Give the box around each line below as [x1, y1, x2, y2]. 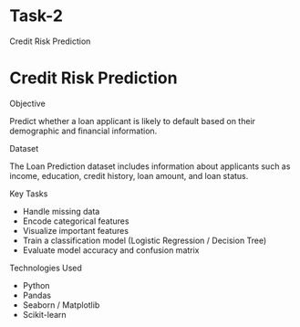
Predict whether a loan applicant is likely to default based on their [9, 115, 256, 126]
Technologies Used [9, 262, 82, 273]
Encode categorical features [22, 216, 129, 227]
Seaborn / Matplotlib [22, 299, 100, 311]
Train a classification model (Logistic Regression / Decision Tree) [22, 235, 267, 246]
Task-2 [9, 5, 64, 26]
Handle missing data [22, 206, 100, 216]
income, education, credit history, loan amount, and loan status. [9, 170, 249, 181]
